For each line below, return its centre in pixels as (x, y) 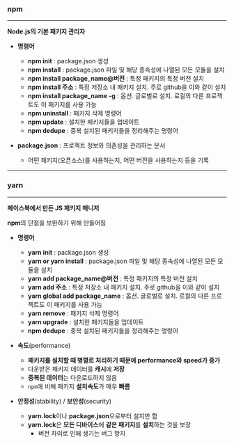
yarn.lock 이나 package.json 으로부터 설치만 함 (93, 415)
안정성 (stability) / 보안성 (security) (64, 401)
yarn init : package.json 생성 (68, 252)
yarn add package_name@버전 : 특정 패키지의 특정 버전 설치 (113, 278)
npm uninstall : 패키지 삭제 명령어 (75, 113)
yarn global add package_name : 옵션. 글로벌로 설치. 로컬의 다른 (118, 296)
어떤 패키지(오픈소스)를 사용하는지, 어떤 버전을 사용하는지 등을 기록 (118, 160)
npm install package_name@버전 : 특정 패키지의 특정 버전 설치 (116, 79)
